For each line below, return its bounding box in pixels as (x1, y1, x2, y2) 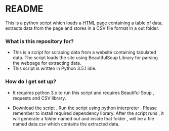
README (5, 3, 44, 15)
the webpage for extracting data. (12, 60, 81, 66)
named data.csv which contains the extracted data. (12, 121, 120, 127)
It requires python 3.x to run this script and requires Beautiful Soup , (12, 90, 154, 96)
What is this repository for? (5, 37, 74, 45)
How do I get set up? (5, 78, 57, 85)
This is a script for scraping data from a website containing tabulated (12, 49, 156, 56)
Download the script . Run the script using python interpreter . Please (12, 105, 157, 111)
